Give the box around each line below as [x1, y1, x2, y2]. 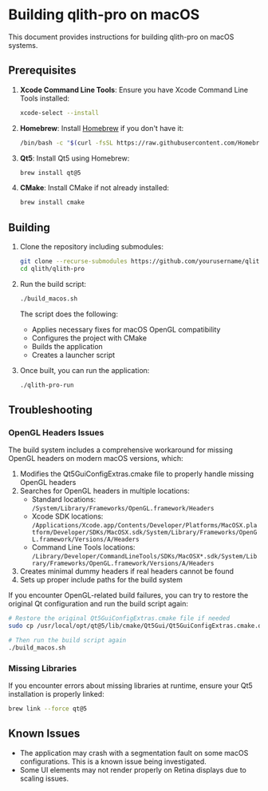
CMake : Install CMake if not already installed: [19, 183, 170, 193]
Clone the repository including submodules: [19, 242, 164, 252]
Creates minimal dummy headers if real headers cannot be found [19, 566, 234, 576]
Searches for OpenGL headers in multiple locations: [19, 486, 190, 496]
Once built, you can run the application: [19, 365, 150, 375]
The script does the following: [19, 309, 118, 319]
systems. [8, 40, 38, 50]
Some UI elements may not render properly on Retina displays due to [19, 765, 247, 774]
